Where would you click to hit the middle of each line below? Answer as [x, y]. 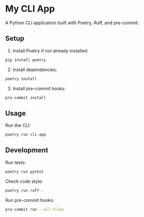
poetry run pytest [24, 172]
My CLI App [30, 9]
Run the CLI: [18, 125]
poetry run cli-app [26, 135]
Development [27, 150]
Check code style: [24, 181]
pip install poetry [26, 60]
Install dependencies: [35, 69]
